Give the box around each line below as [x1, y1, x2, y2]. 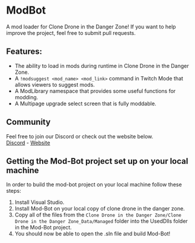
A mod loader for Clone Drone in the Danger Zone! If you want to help [6, 23, 176, 30]
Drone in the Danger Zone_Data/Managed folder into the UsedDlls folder [14, 218, 188, 225]
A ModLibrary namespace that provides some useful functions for [14, 87, 176, 95]
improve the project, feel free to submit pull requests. [6, 29, 136, 36]
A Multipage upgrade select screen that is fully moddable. [14, 100, 156, 107]
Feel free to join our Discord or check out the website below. [6, 132, 154, 140]
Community [6, 117, 51, 127]
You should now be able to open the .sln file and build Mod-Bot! [14, 230, 171, 237]
